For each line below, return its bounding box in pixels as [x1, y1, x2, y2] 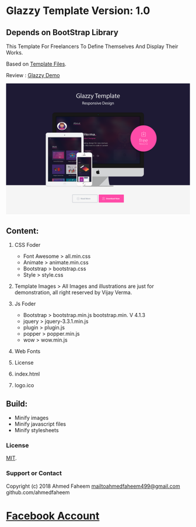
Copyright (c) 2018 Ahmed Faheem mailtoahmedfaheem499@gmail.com [6, 483, 180, 490]
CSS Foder [14, 242, 41, 249]
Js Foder [14, 300, 36, 308]
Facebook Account [6, 509, 100, 522]
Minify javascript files [14, 420, 66, 428]
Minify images [14, 414, 49, 421]
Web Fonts [14, 348, 41, 355]
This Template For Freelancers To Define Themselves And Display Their [6, 43, 178, 50]
